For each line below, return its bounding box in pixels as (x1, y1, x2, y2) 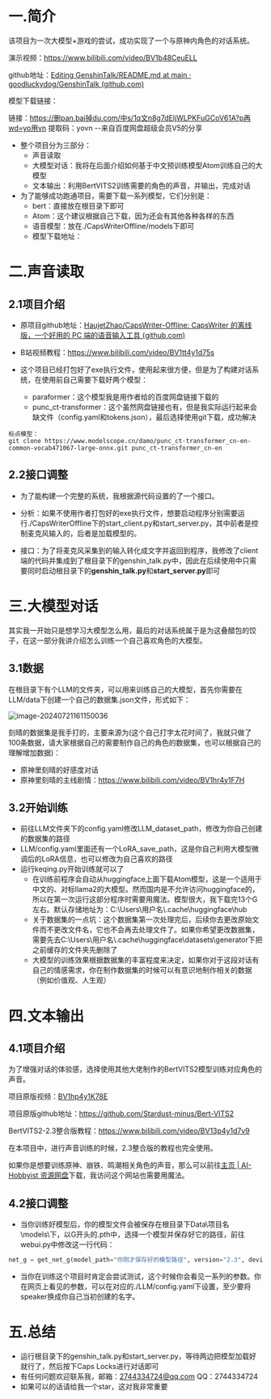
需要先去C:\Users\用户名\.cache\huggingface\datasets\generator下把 (32, 935, 263, 945)
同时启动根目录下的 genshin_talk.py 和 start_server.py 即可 (27, 565, 221, 575)
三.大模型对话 (8, 597, 99, 615)
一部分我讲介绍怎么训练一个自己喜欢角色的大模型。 (36, 636, 207, 645)
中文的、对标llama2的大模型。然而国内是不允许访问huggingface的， (32, 885, 260, 894)
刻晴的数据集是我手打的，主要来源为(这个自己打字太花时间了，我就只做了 (8, 727, 252, 737)
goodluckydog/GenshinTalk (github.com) (8, 78, 145, 89)
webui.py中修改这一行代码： (19, 1240, 115, 1249)
